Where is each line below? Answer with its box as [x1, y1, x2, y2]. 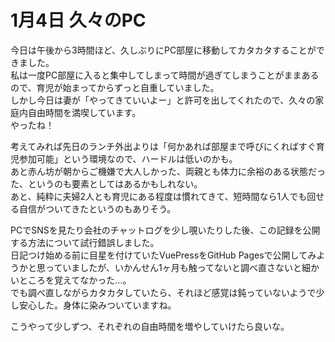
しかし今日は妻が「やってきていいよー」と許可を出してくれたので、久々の [10, 94, 316, 106]
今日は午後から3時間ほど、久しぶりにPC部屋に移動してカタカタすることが [10, 44, 317, 56]
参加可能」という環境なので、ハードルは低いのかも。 [18, 152, 238, 165]
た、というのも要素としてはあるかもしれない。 [10, 177, 203, 190]
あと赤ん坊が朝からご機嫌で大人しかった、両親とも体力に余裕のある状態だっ [10, 165, 326, 177]
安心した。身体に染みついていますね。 [18, 299, 177, 311]
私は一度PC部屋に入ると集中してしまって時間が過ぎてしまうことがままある [10, 69, 320, 81]
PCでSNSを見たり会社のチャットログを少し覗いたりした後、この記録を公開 [10, 224, 321, 236]
